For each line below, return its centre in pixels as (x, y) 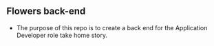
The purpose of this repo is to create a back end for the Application (112, 27)
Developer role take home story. (62, 35)
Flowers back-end (46, 11)
